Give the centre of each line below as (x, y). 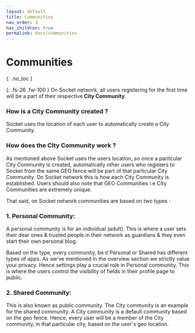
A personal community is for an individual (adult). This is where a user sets (96, 229)
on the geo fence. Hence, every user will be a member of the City (85, 318)
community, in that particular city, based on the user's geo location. (88, 324)
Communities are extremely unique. (49, 189)
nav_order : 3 (22, 22)
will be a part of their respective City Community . (66, 96)
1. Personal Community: (41, 216)
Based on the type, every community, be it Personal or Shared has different (97, 252)
